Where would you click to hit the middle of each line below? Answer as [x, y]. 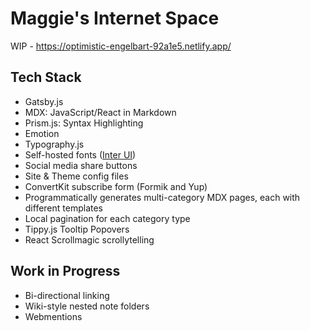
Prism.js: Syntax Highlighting [84, 123]
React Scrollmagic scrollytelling [89, 239]
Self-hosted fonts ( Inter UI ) [80, 154]
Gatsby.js [44, 101]
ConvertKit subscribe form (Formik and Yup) [116, 186]
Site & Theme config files [76, 176]
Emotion [42, 133]
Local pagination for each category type [107, 218]
